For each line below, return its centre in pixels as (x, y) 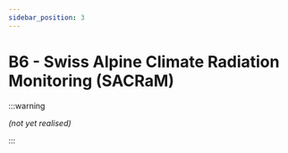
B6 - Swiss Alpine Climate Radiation (144, 61)
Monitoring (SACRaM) (92, 81)
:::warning (27, 106)
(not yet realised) (40, 123)
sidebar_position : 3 (47, 17)
